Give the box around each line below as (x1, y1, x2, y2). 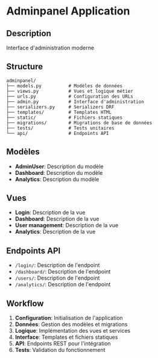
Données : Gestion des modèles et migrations (14, 321, 128, 328)
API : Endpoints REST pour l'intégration (14, 340, 111, 347)
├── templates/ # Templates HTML (6, 109, 112, 115)
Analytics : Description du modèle (14, 175, 100, 183)
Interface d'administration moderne (6, 44, 95, 51)
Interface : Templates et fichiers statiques (14, 333, 118, 341)
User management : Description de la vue (14, 222, 119, 229)
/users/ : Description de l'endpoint (14, 274, 100, 281)
